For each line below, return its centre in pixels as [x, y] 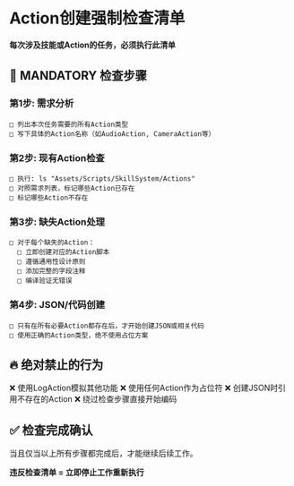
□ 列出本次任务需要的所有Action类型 [69, 124]
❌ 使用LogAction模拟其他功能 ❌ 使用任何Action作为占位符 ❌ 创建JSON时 [144, 388]
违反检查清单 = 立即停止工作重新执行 [77, 473]
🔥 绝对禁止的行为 [56, 365]
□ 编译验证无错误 [45, 281]
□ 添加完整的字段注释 [52, 271]
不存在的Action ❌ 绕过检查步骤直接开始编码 [97, 399]
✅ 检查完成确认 [51, 430]
